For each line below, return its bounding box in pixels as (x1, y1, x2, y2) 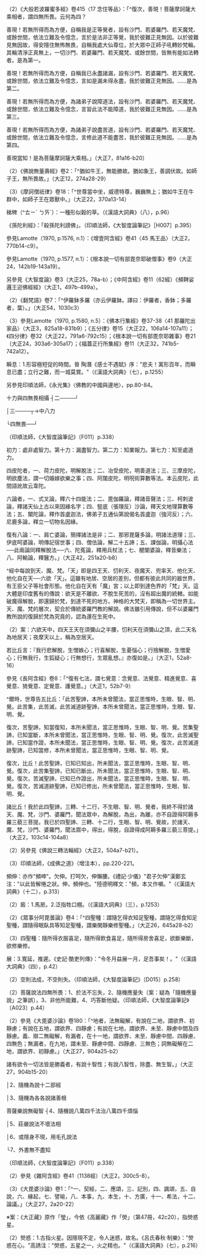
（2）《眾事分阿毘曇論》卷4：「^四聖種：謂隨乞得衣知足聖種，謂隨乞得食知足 (6, 914, 198, 921)
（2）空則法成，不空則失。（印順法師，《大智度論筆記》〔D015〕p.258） (6, 976, 184, 983)
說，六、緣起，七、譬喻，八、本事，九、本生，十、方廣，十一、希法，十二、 (6, 1193, 199, 1200)
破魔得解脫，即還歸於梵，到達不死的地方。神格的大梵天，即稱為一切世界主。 (6, 598, 199, 605)
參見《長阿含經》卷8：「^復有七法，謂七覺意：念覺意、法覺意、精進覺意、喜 (6, 675, 197, 682)
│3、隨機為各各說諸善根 (6, 1094, 67, 1102)
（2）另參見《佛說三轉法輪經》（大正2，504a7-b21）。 (6, 847, 142, 854)
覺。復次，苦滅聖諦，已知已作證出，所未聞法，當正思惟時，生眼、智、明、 (6, 775, 193, 782)
